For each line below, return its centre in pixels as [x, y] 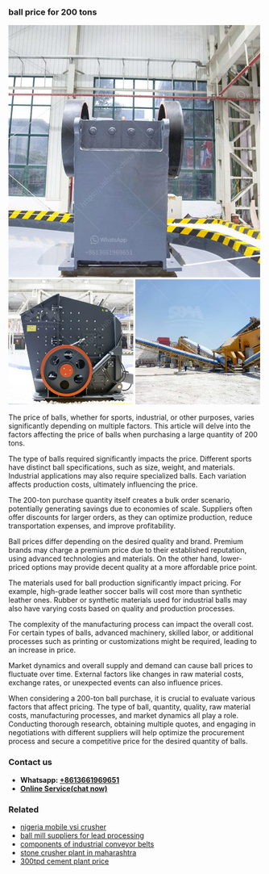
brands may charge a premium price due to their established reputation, [128, 550]
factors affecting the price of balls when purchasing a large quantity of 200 [133, 435]
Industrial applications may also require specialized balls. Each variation [128, 476]
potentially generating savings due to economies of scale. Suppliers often [130, 509]
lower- [232, 558]
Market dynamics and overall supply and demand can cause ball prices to [131, 666]
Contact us [30, 763]
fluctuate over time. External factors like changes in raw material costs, [126, 674]
